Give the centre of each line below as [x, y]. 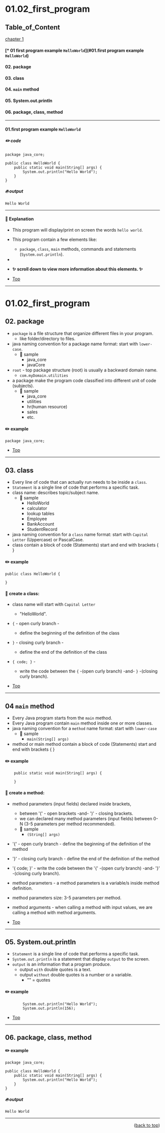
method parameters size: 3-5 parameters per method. [67, 898]
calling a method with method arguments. [54, 912]
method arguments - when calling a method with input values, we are [82, 907]
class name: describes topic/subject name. [56, 492]
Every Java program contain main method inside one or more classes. [82, 723]
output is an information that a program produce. [62, 965]
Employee [37, 519]
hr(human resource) [47, 406]
